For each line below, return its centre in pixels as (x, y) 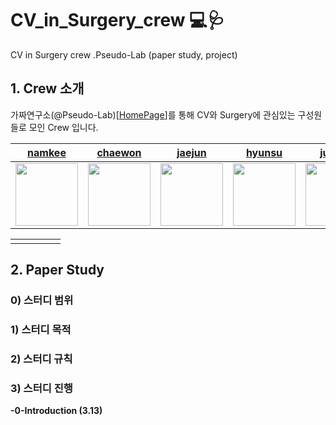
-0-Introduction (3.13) (56, 411)
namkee (47, 152)
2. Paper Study (57, 270)
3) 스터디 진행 (41, 388)
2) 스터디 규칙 (41, 359)
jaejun (191, 152)
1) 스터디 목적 (41, 329)
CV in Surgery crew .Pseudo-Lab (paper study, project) (124, 54)
